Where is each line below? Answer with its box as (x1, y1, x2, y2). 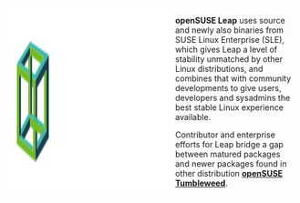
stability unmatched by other (175, 54, 284, 65)
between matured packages (175, 148, 281, 159)
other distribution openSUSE (175, 168, 284, 178)
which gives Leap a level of (175, 44, 278, 55)
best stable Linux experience (175, 102, 284, 113)
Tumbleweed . (175, 178, 228, 188)
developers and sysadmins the (175, 93, 291, 103)
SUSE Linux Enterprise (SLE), (175, 35, 285, 45)
